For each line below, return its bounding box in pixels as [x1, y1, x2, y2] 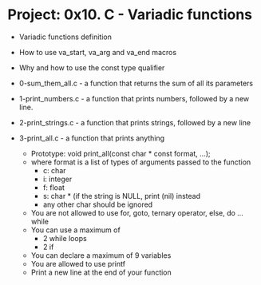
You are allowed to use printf [30, 259, 125, 268]
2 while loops [42, 233, 87, 243]
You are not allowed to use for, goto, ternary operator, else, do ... [30, 208, 244, 217]
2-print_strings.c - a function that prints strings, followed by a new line [18, 117, 251, 127]
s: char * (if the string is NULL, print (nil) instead [42, 191, 201, 200]
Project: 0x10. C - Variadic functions [7, 6, 253, 24]
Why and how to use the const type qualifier [18, 62, 165, 73]
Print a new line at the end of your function [30, 267, 172, 277]
